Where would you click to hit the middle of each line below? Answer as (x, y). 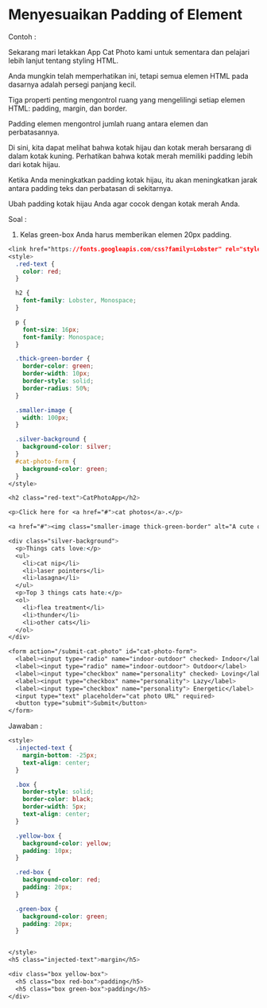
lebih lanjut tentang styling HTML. (64, 60)
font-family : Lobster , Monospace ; (79, 301)
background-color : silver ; (67, 447)
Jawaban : (25, 726)
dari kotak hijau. (35, 164)
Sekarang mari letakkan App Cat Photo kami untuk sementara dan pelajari (129, 52)
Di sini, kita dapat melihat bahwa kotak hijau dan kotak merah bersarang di (130, 147)
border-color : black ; (58, 800)
